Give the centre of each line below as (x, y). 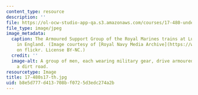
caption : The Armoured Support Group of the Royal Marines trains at (98, 39)
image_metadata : (26, 34)
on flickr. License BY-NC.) (51, 50)
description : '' (26, 17)
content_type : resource (35, 12)
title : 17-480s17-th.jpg (37, 77)
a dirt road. (33, 66)
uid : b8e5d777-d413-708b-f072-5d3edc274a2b (60, 83)
